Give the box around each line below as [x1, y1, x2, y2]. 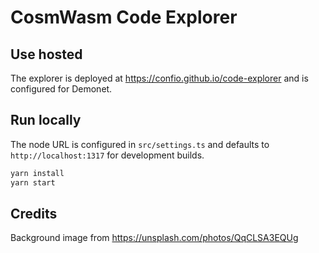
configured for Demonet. [10, 83, 113, 95]
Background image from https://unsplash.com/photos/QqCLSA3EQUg [10, 232, 299, 244]
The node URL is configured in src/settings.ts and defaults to [10, 138, 270, 150]
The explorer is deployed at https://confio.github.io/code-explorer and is [10, 72, 309, 84]
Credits [10, 205, 58, 222]
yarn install [10, 168, 65, 178]
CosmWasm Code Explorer [10, 6, 238, 29]
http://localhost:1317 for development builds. [10, 149, 205, 161]
